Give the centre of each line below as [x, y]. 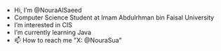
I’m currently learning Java [53, 32]
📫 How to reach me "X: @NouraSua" [68, 40]
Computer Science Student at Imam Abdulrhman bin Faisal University [114, 17]
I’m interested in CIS [43, 25]
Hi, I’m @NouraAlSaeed [48, 10]
